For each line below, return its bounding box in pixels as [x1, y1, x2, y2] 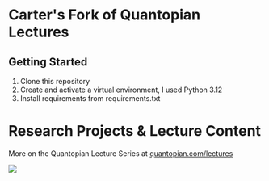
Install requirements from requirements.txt [19, 94, 161, 103]
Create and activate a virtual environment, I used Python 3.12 [19, 85, 223, 95]
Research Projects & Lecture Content [8, 122, 261, 141]
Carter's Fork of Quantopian [8, 6, 200, 24]
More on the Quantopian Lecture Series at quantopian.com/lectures [8, 148, 233, 158]
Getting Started [8, 55, 88, 69]
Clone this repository [19, 77, 90, 86]
